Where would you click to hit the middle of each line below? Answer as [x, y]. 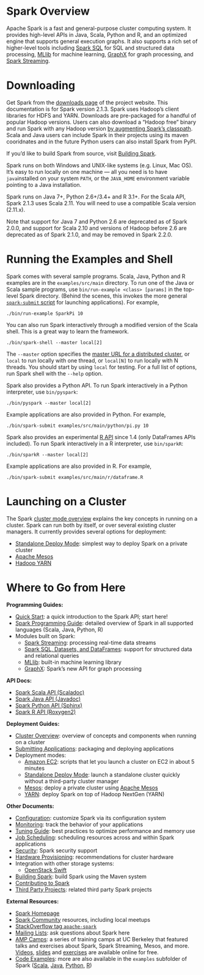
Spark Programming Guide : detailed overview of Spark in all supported [104, 623]
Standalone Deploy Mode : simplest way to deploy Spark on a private [101, 543]
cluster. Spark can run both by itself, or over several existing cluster [91, 525]
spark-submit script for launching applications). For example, [83, 302]
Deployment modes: [41, 755]
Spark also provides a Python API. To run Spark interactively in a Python [97, 385]
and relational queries [52, 655]
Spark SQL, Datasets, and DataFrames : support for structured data [108, 649]
